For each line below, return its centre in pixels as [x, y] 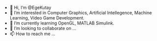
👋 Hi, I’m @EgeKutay [30, 8]
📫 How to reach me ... [32, 34]
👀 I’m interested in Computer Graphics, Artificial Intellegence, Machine [81, 13]
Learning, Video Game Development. [47, 18]
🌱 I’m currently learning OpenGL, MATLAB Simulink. [62, 23]
